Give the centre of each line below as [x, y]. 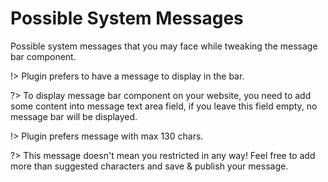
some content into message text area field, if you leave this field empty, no [164, 106]
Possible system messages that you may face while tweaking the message [164, 46]
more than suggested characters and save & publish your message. [149, 166]
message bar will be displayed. [74, 116]
